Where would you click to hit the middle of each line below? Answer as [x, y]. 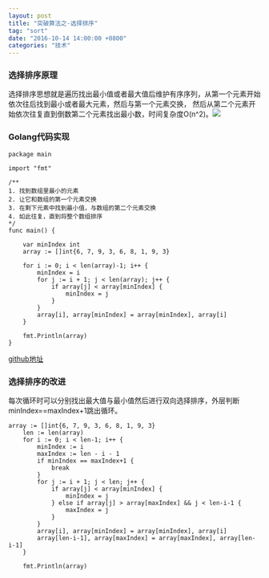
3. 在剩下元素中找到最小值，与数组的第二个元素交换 [82, 208]
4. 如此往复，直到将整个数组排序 [55, 216]
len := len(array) [53, 433]
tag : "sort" [28, 31]
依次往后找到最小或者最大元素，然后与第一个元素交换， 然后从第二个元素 [128, 104]
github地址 [26, 359]
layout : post [30, 16]
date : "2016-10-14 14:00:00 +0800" [68, 38]
